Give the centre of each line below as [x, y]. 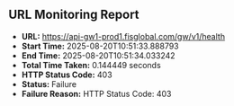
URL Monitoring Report [74, 15]
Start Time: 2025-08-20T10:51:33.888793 [100, 46]
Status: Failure [49, 84]
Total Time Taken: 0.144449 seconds [91, 65]
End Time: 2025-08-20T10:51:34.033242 [99, 55]
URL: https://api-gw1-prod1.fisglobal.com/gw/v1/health [123, 36]
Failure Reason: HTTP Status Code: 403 [96, 93]
